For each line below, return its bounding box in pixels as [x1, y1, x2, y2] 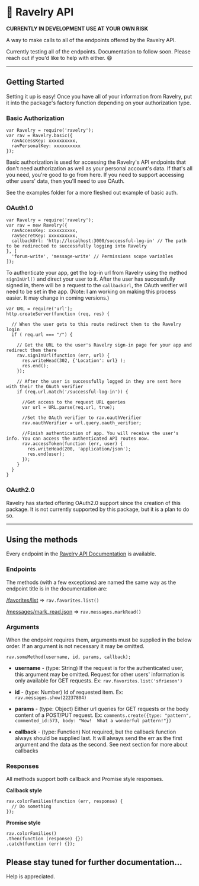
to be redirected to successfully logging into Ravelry [6, 243, 147, 249]
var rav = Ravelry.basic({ [6, 133, 73, 139]
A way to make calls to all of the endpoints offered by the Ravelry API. [6, 36, 176, 43]
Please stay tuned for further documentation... [6, 857, 182, 867]
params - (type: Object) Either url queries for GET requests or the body [14, 706, 189, 713]
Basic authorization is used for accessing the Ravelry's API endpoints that [6, 158, 187, 166]
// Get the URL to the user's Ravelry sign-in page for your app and [17, 342, 192, 348]
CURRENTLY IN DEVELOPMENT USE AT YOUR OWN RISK [6, 25, 149, 32]
